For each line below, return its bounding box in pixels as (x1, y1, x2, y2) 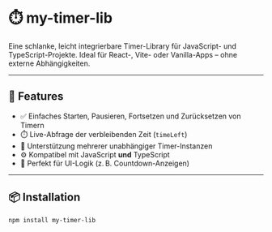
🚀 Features (8, 89, 64, 104)
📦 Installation (8, 191, 81, 204)
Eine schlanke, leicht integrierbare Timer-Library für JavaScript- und (8, 41, 237, 51)
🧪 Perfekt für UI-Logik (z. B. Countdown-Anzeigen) (19, 158, 190, 168)
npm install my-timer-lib (8, 216, 96, 224)
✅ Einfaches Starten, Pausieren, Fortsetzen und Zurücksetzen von (19, 111, 241, 121)
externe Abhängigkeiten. (8, 58, 91, 68)
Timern (19, 120, 45, 130)
